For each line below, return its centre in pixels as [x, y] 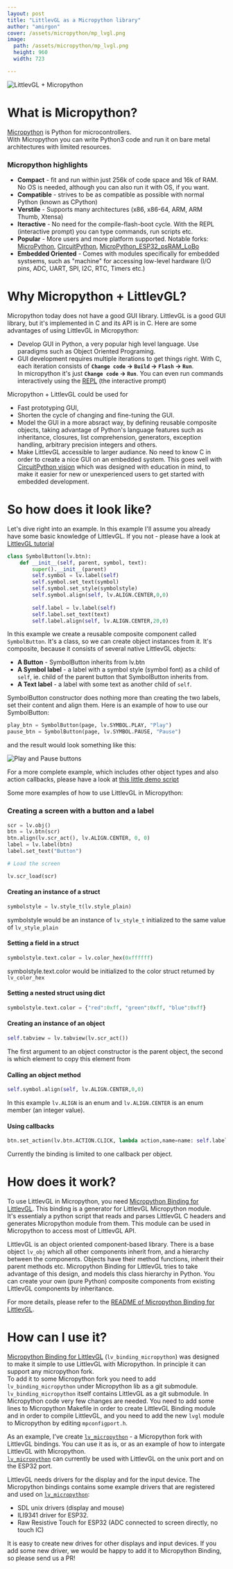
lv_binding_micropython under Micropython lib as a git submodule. [103, 1386]
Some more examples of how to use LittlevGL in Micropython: [95, 793]
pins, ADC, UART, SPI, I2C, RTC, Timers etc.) [81, 268]
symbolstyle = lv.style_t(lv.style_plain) [69, 906]
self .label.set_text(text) [71, 614]
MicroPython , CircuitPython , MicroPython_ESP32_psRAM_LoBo [108, 246]
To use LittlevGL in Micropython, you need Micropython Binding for [103, 1202]
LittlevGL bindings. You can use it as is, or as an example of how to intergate [116, 1444]
